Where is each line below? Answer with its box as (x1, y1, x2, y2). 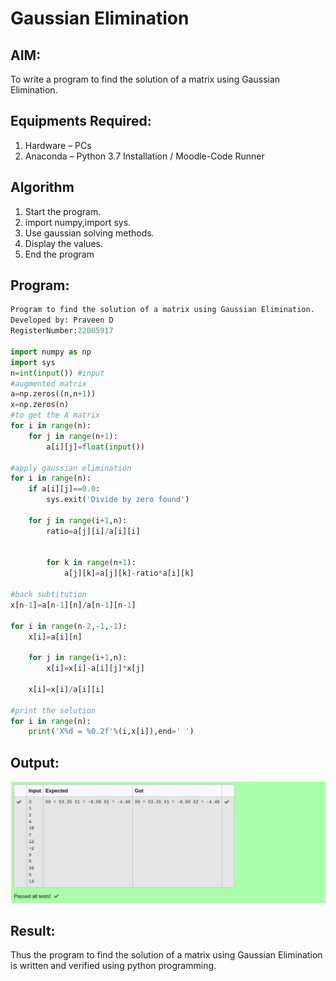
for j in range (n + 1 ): (28, 431, 118, 441)
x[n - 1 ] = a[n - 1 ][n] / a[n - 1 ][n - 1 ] (10, 600, 137, 610)
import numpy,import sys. (24, 216, 132, 228)
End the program (24, 248, 95, 260)
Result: (10, 922, 56, 939)
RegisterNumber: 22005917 (10, 326, 114, 336)
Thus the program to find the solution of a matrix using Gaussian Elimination (10, 949, 323, 961)
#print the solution (10, 705, 97, 716)
